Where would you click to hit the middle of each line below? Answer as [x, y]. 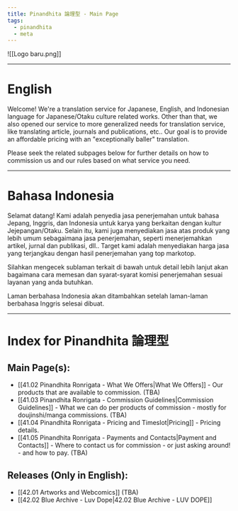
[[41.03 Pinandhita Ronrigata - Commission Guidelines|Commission [115, 400]
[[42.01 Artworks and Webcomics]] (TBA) [78, 492]
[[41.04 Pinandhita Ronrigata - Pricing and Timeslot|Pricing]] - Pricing [119, 423]
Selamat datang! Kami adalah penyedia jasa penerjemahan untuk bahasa [113, 216]
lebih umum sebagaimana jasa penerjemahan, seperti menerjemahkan [110, 238]
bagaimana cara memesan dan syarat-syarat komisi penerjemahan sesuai [115, 275]
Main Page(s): [39, 368]
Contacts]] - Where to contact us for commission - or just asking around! [124, 446]
